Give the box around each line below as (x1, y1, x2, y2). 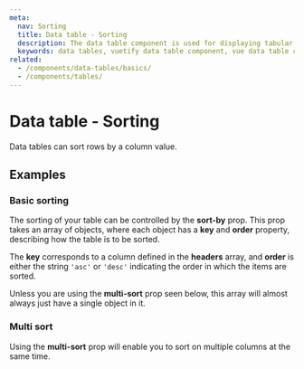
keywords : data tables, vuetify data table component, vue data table (17, 47, 290, 56)
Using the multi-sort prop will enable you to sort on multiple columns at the (9, 341, 291, 352)
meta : (9, 13, 30, 23)
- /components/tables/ (17, 72, 103, 81)
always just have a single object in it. (9, 298, 147, 308)
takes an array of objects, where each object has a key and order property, (9, 224, 290, 235)
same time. (9, 350, 52, 362)
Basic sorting (9, 194, 70, 206)
